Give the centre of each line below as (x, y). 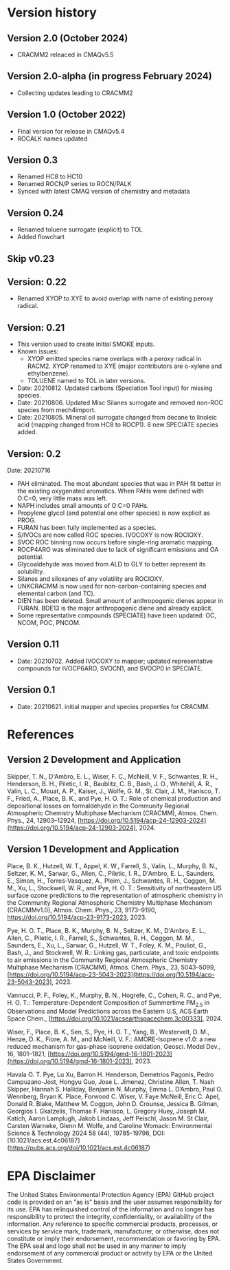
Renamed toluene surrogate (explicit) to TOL (80, 229)
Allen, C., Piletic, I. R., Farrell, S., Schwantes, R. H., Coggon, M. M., (101, 938)
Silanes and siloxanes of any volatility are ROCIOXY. (90, 579)
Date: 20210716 (29, 471)
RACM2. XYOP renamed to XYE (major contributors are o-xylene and (125, 366)
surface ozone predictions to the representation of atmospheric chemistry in (115, 895)
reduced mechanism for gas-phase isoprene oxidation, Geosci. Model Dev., (114, 1047)
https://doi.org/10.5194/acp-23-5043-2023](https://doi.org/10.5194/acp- (112, 974)
